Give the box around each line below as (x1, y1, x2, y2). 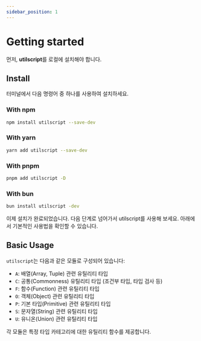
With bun (6, 190, 34, 198)
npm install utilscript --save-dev (6, 119, 96, 126)
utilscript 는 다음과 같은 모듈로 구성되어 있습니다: (6, 257, 126, 264)
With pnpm (6, 161, 40, 170)
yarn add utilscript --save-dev (6, 147, 88, 153)
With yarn (6, 133, 36, 142)
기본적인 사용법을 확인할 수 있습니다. (12, 223, 98, 230)
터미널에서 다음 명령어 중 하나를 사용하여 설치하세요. (6, 90, 129, 97)
